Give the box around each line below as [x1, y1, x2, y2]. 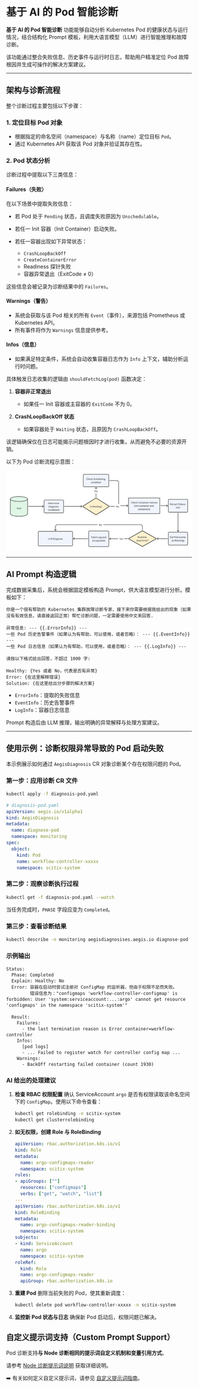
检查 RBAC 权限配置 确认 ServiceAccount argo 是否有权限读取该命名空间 [14, 1091, 190, 1098]
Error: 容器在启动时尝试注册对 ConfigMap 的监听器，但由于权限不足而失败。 [11, 984, 178, 990]
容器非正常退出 [14, 388, 51, 395]
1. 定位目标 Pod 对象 [6, 118, 63, 127]
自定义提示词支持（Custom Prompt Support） [6, 1333, 175, 1343]
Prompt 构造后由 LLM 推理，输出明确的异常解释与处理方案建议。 [6, 719, 163, 726]
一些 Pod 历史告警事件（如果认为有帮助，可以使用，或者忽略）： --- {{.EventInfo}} [6, 631, 190, 637]
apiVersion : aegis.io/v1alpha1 [6, 808, 83, 815]
